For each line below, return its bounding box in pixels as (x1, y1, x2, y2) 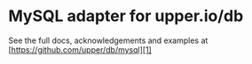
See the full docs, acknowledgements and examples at (8, 35, 209, 46)
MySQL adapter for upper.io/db (8, 6, 244, 26)
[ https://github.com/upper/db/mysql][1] (8, 44, 152, 54)
